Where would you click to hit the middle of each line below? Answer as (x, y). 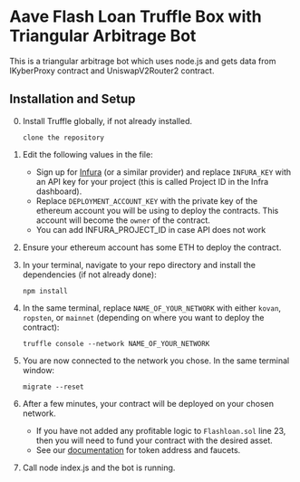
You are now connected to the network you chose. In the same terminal (156, 361)
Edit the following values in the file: (87, 154)
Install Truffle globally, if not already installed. (107, 120)
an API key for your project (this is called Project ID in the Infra (152, 181)
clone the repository (63, 138)
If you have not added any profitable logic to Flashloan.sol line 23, (161, 430)
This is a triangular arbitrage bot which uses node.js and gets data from (143, 61)
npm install (45, 291)
